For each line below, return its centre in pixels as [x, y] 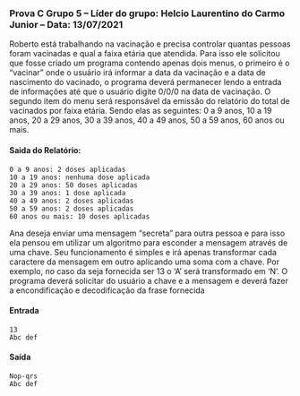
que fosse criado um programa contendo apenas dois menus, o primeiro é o [150, 63]
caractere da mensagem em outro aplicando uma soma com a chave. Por [145, 262]
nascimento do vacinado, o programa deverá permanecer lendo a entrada [146, 82]
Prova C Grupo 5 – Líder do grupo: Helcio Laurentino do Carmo [147, 13]
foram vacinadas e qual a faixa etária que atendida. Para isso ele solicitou [145, 54]
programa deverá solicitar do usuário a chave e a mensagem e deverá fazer [149, 280]
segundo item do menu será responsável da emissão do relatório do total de [150, 101]
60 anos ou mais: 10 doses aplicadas [80, 216]
